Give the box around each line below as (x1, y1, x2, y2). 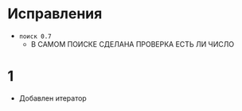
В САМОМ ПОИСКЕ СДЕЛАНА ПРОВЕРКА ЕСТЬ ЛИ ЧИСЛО (30, 39, 235, 48)
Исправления (7, 5, 103, 23)
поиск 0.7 (18, 33, 53, 40)
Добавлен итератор (18, 93, 87, 103)
